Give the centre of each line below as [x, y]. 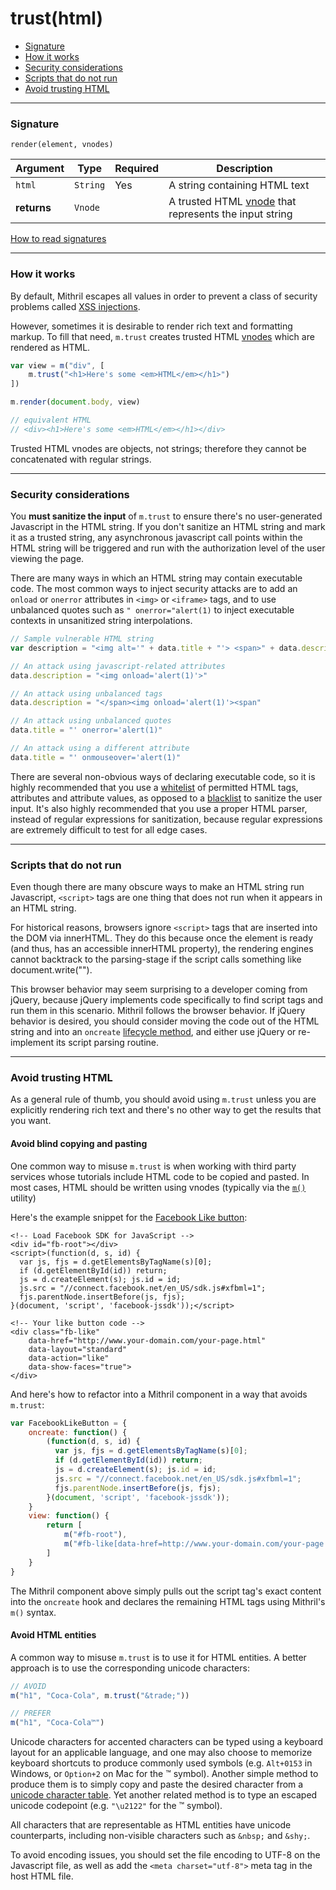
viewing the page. [47, 559]
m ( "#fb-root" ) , [95, 1535]
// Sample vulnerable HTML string [82, 639]
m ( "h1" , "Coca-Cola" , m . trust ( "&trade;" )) [100, 1695]
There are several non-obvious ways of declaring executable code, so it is [163, 776]
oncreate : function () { [78, 1432]
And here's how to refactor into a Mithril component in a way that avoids [159, 1394]
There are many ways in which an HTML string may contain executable [156, 578]
